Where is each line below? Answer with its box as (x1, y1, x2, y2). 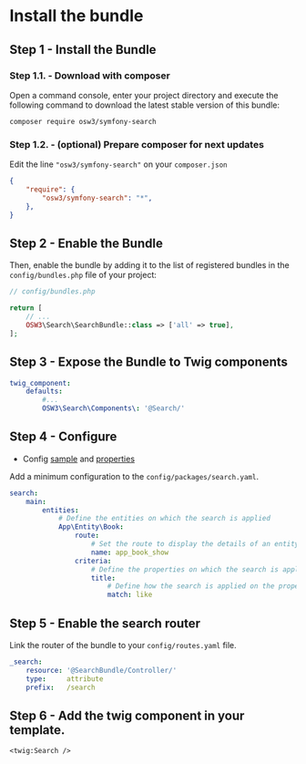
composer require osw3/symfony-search (9, 117, 157, 126)
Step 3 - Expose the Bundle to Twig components (9, 355, 289, 370)
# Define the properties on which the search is (90, 564, 280, 574)
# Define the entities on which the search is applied (57, 514, 271, 523)
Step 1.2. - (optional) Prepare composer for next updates (9, 138, 264, 150)
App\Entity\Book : (57, 522, 125, 532)
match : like (107, 590, 153, 600)
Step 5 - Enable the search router (9, 615, 201, 631)
